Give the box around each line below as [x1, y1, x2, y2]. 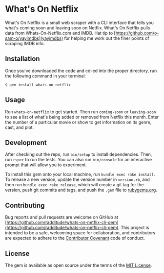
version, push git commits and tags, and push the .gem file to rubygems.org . [5, 187, 158, 193]
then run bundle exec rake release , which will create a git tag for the [5, 182, 144, 188]
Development [5, 138, 47, 147]
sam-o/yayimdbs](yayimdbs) [5, 35, 63, 41]
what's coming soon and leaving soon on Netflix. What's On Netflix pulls [5, 25, 150, 30]
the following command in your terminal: [5, 73, 86, 79]
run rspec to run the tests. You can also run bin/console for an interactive [5, 157, 152, 163]
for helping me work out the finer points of [64, 35, 150, 41]
